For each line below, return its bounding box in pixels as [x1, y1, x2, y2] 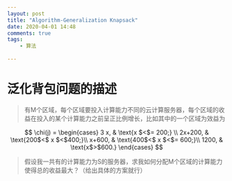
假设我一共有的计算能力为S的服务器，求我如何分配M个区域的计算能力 [24, 157, 223, 166]
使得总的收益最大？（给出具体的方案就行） [24, 166, 147, 174]
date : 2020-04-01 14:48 [7, 23, 76, 30]
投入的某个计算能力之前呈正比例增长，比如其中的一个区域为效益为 [36, 114, 226, 123]
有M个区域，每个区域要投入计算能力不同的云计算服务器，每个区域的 [24, 105, 219, 113]
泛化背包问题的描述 [7, 81, 117, 97]
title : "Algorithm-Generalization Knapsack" [7, 17, 138, 24]
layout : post [7, 10, 45, 17]
